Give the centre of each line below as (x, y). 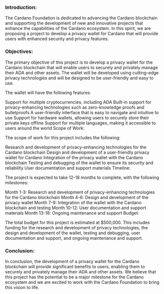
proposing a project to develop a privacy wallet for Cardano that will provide (82, 34)
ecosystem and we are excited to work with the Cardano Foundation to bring (82, 282)
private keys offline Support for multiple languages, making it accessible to (81, 123)
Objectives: (19, 51)
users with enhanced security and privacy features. (57, 39)
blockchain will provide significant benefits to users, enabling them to (75, 267)
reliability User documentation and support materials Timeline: (68, 168)
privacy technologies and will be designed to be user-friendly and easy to (79, 78)
